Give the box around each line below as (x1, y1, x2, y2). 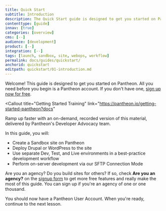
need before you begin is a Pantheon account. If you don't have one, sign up (5, 86, 161, 91)
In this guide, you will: (5, 130, 49, 136)
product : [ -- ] (5, 44, 35, 49)
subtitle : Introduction (5, 12, 54, 17)
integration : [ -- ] (5, 48, 43, 53)
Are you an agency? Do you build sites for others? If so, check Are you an (5, 170, 156, 176)
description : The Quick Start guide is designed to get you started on (5, 16, 156, 21)
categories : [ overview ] (5, 30, 54, 35)
